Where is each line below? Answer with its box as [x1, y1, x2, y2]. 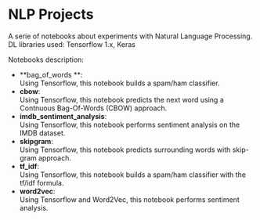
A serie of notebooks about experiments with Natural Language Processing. [8, 31, 253, 41]
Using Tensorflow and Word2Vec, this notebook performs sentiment [19, 194, 240, 204]
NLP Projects [8, 5, 94, 23]
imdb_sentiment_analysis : [19, 111, 107, 121]
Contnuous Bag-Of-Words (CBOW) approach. [19, 103, 168, 113]
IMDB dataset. [19, 128, 66, 138]
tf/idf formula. [19, 178, 64, 187]
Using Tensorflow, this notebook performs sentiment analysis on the [19, 120, 240, 129]
